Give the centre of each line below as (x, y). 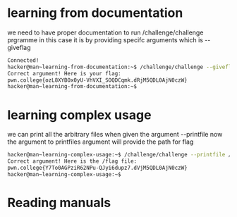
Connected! (23, 60)
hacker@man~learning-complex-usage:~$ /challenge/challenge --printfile (116, 155)
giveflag (19, 47)
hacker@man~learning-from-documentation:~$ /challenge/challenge (105, 67)
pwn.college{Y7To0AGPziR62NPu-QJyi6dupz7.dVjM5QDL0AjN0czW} (98, 168)
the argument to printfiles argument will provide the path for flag (101, 142)
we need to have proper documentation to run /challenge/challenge (105, 32)
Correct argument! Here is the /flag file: (72, 161)
